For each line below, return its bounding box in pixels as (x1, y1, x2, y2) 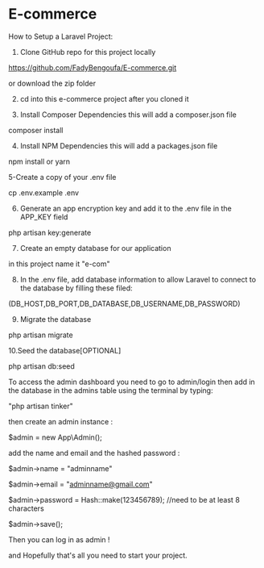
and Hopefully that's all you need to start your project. (8, 550, 188, 560)
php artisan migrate (8, 330, 74, 340)
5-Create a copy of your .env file (8, 172, 117, 182)
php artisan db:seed (8, 361, 75, 371)
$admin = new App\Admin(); (8, 432, 102, 442)
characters (8, 503, 44, 513)
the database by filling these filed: (19, 283, 133, 293)
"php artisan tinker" (8, 401, 74, 411)
